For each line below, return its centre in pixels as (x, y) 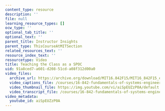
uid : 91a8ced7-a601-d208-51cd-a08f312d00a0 (50, 69)
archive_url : (23, 78)
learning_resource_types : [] (35, 23)
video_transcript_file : (34, 92)
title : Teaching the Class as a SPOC (44, 64)
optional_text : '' (24, 37)
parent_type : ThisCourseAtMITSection (44, 46)
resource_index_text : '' (30, 55)
